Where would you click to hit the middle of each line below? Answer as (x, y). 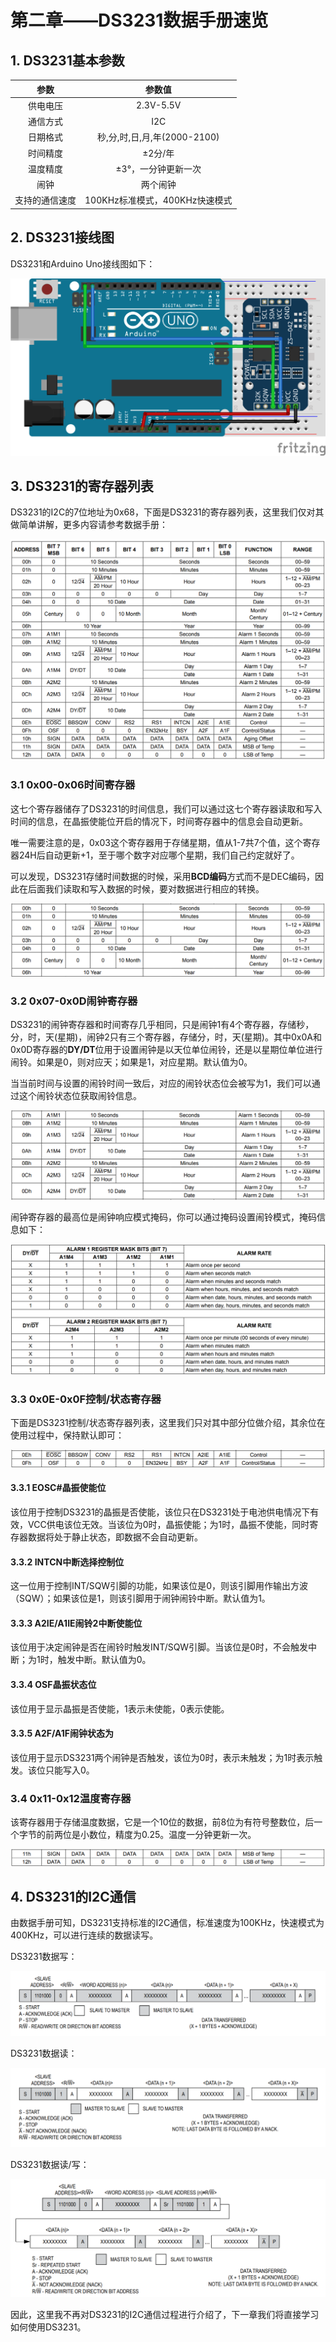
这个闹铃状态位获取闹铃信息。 (80, 1095)
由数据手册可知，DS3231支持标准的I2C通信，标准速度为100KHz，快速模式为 (167, 1922)
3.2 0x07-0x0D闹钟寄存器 (74, 1001)
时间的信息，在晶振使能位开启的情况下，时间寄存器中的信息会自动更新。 (159, 821)
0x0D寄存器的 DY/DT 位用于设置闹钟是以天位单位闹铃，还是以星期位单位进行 (166, 1049)
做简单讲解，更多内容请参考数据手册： (89, 525)
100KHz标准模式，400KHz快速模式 (158, 200)
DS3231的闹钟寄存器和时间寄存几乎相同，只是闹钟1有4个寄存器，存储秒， (162, 1024)
